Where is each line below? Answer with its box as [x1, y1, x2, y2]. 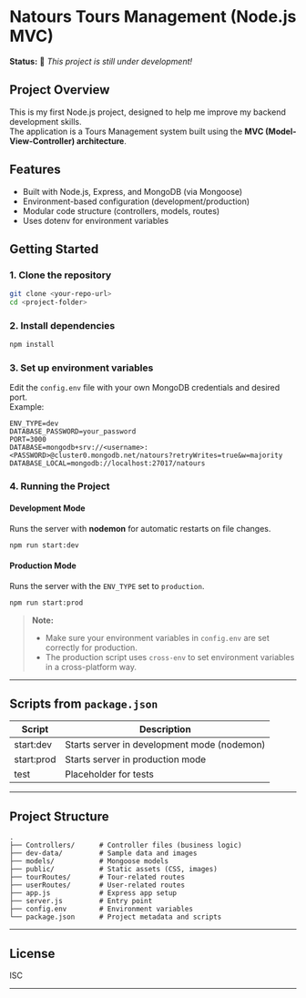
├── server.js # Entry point [9, 897, 153, 906]
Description [139, 723, 191, 736]
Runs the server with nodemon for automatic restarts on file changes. [9, 523, 271, 534]
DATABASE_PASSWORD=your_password [9, 427, 137, 436]
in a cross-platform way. [45, 661, 137, 672]
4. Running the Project [9, 480, 110, 493]
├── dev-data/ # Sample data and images [9, 849, 198, 858]
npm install [9, 340, 55, 350]
